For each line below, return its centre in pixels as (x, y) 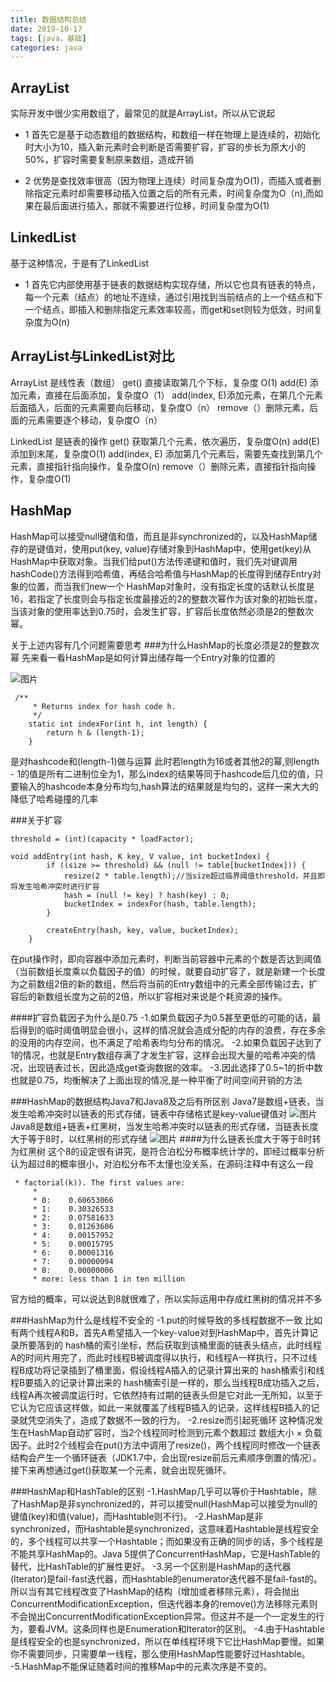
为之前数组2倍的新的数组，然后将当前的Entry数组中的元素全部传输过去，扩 (164, 983)
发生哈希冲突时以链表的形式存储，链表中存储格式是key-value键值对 (149, 1113)
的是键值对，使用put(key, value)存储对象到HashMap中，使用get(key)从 (165, 548)
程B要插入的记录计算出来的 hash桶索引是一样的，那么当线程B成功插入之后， (167, 1382)
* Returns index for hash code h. (104, 706)
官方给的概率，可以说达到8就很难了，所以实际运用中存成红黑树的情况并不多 (166, 1298)
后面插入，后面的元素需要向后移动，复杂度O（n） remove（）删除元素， (160, 407)
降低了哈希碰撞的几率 (54, 798)
